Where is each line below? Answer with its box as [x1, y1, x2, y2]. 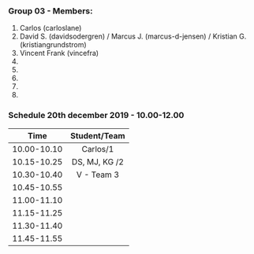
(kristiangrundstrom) [19, 40, 87, 50]
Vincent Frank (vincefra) [19, 49, 99, 58]
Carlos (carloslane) [19, 24, 82, 33]
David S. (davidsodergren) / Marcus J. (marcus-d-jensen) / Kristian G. [19, 31, 247, 41]
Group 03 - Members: [8, 6, 93, 17]
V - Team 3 [76, 169, 120, 180]
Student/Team [69, 130, 125, 141]
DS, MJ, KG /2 [71, 156, 125, 167]
